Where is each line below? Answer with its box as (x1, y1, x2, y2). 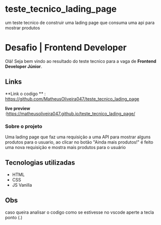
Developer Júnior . (5, 63, 42, 69)
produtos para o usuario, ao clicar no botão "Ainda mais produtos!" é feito (5, 139, 154, 145)
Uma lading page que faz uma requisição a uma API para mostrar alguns (5, 134, 151, 140)
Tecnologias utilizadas (5, 158, 75, 167)
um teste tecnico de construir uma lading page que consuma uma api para (5, 20, 155, 25)
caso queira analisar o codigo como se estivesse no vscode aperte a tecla (5, 209, 154, 215)
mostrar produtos (5, 25, 40, 30)
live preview (5, 105, 30, 111)
